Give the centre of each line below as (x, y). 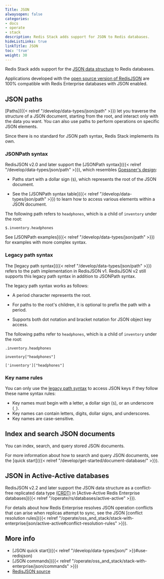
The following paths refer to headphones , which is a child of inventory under (81, 334)
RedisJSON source (31, 571)
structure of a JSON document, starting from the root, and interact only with (82, 116)
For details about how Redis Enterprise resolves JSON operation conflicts (79, 507)
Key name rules (24, 378)
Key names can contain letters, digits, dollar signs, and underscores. (81, 413)
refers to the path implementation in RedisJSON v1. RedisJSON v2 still (75, 271)
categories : (17, 19)
